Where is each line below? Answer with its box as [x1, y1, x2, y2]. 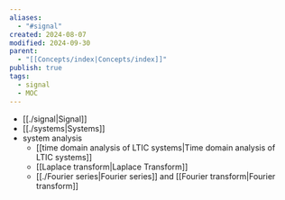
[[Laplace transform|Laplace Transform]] [35, 161, 188, 172]
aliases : [9, 13, 42, 23]
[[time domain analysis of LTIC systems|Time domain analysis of [35, 141, 276, 153]
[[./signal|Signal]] [22, 114, 87, 124]
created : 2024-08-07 [9, 30, 87, 39]
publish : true [9, 64, 63, 73]
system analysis [22, 132, 83, 143]
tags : [9, 72, 30, 81]
